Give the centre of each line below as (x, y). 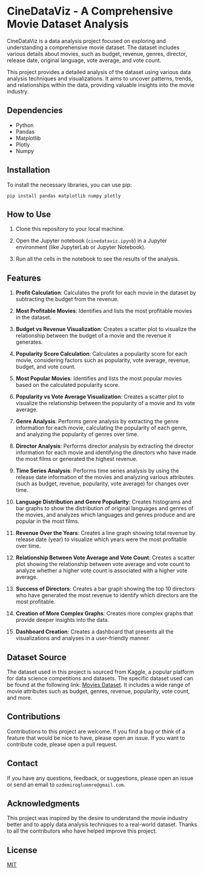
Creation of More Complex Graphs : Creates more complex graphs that (104, 613)
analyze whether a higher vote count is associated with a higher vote (101, 571)
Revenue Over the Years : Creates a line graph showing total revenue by (105, 533)
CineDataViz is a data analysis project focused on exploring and (86, 41)
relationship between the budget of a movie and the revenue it (93, 336)
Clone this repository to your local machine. (70, 229)
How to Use (29, 214)
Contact (22, 763)
